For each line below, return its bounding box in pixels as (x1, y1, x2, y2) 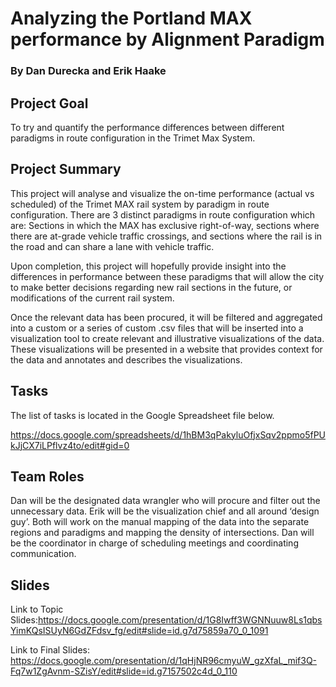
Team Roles (10, 468, 85, 485)
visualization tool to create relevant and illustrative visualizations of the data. (10, 332, 325, 344)
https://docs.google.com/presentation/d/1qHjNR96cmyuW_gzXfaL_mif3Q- (10, 655, 318, 667)
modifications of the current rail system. (10, 292, 175, 304)
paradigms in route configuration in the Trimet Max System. (10, 132, 256, 144)
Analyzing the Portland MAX (10, 7, 253, 30)
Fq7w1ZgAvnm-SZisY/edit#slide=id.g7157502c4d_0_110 (10, 665, 238, 677)
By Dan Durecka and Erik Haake (10, 64, 167, 78)
